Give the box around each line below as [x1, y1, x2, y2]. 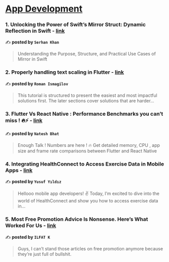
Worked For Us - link [5, 222, 57, 229]
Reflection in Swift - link [5, 27, 65, 34]
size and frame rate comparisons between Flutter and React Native [17, 148, 157, 154]
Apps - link [5, 167, 33, 174]
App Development [5, 3, 83, 15]
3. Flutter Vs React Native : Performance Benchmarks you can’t [5, 110, 163, 117]
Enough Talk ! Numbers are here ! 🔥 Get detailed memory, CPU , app [17, 142, 160, 148]
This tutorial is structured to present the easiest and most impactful [17, 92, 157, 98]
